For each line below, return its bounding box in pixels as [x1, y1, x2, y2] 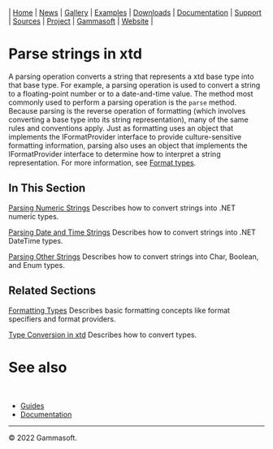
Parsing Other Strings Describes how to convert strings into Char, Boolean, [8, 252, 259, 261]
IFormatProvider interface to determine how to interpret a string [8, 149, 221, 158]
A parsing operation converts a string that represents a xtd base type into [8, 71, 254, 81]
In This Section [8, 181, 86, 195]
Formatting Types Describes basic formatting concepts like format [8, 305, 230, 315]
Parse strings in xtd [8, 45, 142, 63]
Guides [19, 400, 45, 410]
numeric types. [8, 211, 59, 221]
